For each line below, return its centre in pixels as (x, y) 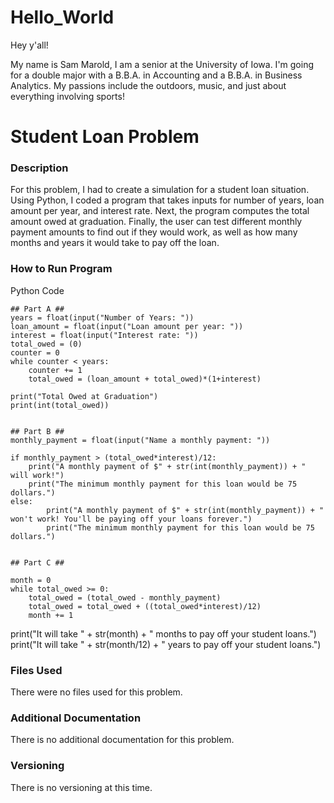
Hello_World (62, 17)
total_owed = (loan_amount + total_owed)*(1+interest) (145, 379)
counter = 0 (35, 352)
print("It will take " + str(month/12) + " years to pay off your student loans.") (166, 644)
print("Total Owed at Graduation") (84, 396)
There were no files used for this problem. (96, 692)
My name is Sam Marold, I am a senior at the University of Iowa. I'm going (162, 64)
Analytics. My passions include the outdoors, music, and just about (148, 85)
